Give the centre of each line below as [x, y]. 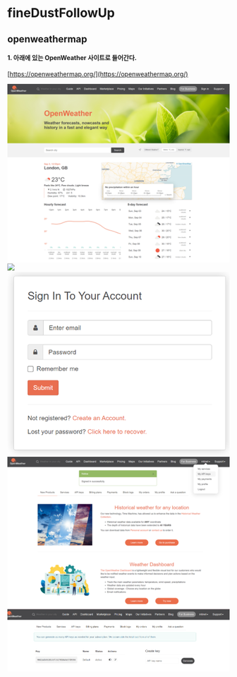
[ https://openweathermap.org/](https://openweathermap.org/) [98, 74]
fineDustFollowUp [61, 13]
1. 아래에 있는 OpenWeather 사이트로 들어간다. [72, 58]
